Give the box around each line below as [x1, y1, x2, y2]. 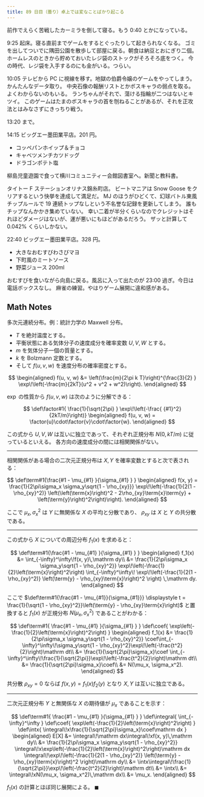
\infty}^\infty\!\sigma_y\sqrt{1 [21, 642, 94, 649]
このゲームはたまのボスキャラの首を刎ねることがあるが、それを [24, 98, 183, 105]
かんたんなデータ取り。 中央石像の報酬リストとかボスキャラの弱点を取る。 [7, 82, 194, 90]
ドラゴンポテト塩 [15, 159, 59, 166]
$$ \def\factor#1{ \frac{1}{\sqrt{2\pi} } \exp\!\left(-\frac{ [23, 405, 162, 412]
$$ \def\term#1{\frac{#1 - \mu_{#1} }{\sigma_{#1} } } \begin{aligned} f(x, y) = [7, 477, 198, 484]
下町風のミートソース [15, 256, 69, 263]
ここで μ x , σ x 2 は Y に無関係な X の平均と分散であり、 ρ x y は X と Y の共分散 [7, 508, 196, 517]
